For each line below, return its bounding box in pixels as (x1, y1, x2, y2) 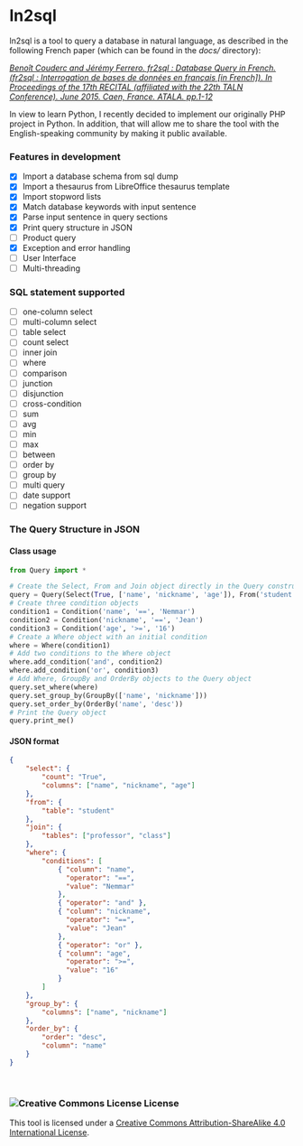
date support (22, 489, 71, 501)
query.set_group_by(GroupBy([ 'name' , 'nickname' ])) (9, 691, 207, 700)
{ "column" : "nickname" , (57, 907, 151, 917)
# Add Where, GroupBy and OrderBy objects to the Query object (9, 675, 252, 684)
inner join (22, 347, 58, 358)
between (22, 449, 56, 461)
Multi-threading (22, 263, 81, 274)
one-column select (22, 306, 93, 317)
